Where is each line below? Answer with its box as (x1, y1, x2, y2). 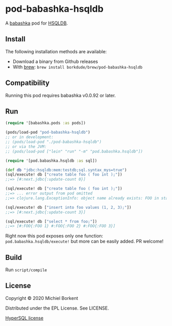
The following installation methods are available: (5, 48, 107, 54)
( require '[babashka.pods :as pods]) (5, 121, 86, 126)
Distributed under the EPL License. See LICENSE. (5, 305, 109, 311)
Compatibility (5, 79, 50, 88)
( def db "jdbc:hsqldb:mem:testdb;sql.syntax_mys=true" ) (5, 167, 127, 172)
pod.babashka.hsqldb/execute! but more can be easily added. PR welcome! (5, 238, 164, 245)
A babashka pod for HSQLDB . (5, 20, 68, 26)
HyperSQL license (5, 315, 44, 321)
